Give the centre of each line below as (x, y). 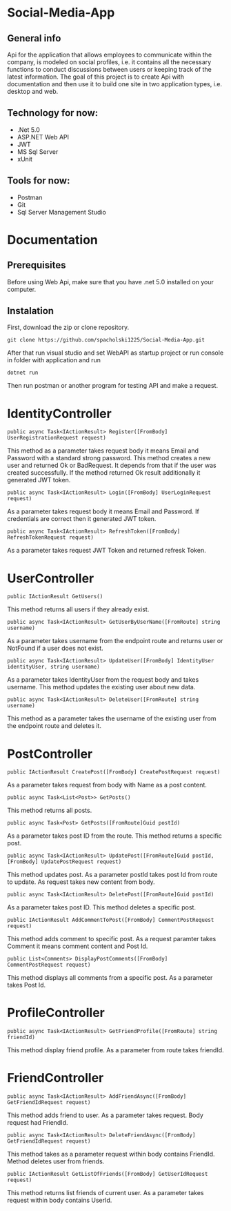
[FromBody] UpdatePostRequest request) (64, 862)
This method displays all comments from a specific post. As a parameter (110, 978)
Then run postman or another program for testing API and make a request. (113, 386)
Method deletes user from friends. (56, 1161)
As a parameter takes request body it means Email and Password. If (103, 511)
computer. (22, 289)
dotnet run (23, 373)
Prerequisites (37, 265)
